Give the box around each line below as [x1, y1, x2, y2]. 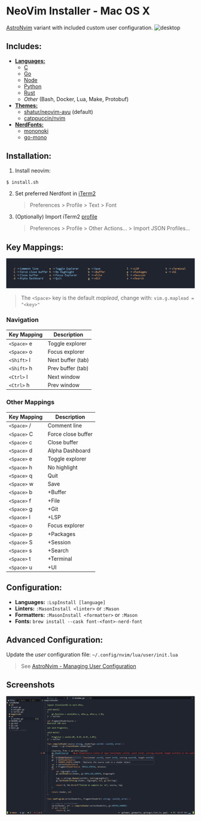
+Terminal [47, 555, 72, 562]
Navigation [6, 316, 39, 324]
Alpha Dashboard [47, 447, 91, 455]
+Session [47, 538, 71, 546]
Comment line [47, 422, 83, 429]
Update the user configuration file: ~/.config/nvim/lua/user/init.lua [6, 651, 178, 658]
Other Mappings [6, 398, 55, 407]
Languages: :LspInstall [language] [14, 598, 106, 605]
